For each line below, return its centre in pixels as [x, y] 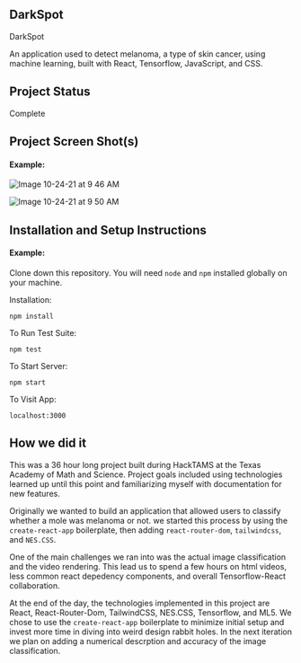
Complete [27, 113]
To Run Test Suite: [43, 332]
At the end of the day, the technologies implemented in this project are [140, 603]
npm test [26, 349]
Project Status [50, 92]
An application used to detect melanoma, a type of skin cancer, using [137, 54]
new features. [35, 493]
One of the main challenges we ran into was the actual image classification [148, 557]
